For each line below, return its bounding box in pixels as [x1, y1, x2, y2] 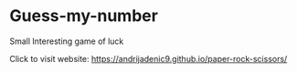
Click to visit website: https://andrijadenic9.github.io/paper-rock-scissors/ [9, 53, 288, 64]
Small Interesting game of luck [9, 36, 124, 47]
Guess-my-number [9, 5, 158, 26]
